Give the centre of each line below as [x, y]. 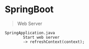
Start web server [41, 37]
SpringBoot [29, 9]
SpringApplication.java [30, 33]
